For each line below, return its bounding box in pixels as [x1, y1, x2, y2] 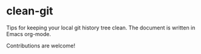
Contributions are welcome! [6, 42, 76, 49]
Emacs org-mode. [6, 30, 51, 37]
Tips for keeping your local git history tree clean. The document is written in [6, 24, 196, 31]
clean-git [6, 4, 53, 18]
